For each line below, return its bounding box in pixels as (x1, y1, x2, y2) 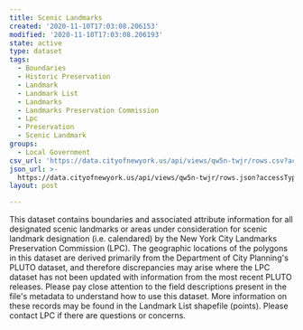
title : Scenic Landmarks (9, 13, 103, 23)
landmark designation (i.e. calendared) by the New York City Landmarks (9, 233, 278, 244)
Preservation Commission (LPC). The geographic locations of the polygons (9, 243, 289, 254)
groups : (9, 139, 39, 148)
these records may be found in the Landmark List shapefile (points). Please (9, 300, 289, 312)
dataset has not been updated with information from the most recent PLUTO (9, 272, 292, 283)
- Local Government (17, 147, 91, 156)
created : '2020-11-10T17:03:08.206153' (9, 22, 160, 31)
